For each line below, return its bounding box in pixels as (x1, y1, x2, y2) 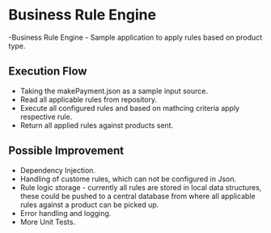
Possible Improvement (8, 144, 124, 158)
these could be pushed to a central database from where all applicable (19, 191, 256, 201)
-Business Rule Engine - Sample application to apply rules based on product (8, 32, 263, 42)
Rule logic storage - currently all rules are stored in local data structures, (19, 182, 262, 192)
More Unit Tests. (19, 217, 75, 227)
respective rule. (19, 112, 73, 121)
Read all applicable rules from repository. (19, 95, 158, 104)
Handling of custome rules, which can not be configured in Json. (19, 174, 237, 184)
